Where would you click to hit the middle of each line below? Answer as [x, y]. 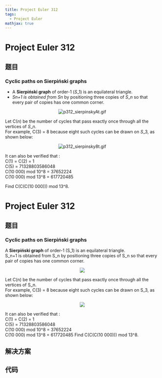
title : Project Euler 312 [31, 10]
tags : [11, 14]
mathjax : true [20, 23]
